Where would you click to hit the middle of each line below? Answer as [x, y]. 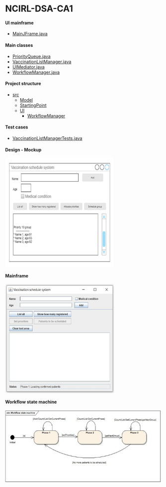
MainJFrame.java [30, 34]
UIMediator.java [28, 67]
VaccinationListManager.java [42, 61]
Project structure [23, 84]
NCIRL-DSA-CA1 [39, 9]
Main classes [19, 45]
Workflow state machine [31, 402]
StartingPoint [33, 105]
